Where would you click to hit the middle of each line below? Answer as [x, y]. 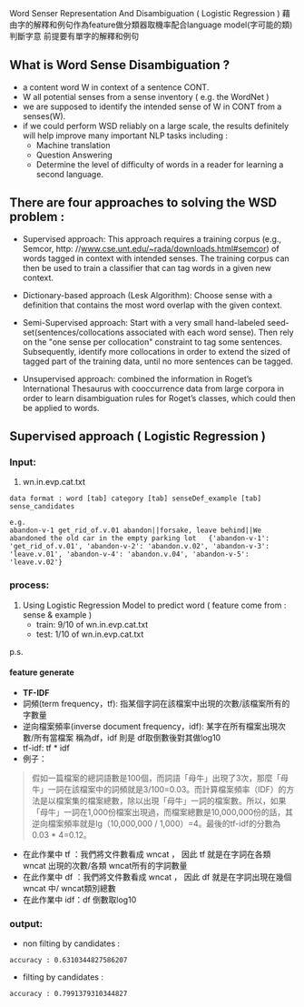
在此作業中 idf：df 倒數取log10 [79, 900]
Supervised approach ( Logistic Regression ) [137, 436]
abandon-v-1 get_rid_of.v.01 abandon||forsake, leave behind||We [135, 530]
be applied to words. [61, 408]
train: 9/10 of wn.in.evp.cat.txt [92, 624]
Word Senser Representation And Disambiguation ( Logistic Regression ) [145, 13]
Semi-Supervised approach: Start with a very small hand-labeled [144, 322]
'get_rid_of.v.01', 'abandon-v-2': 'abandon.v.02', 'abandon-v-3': [140, 547]
